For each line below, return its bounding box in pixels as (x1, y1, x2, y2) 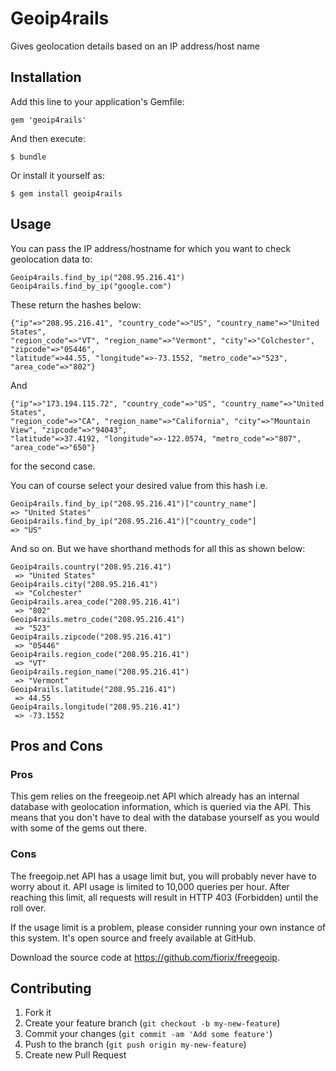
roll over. (10, 902, 47, 914)
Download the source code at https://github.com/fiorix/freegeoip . (10, 951, 280, 963)
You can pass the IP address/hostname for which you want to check (10, 242, 292, 254)
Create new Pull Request (24, 1049, 127, 1061)
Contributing (10, 980, 92, 997)
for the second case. (10, 460, 96, 472)
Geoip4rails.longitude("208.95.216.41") (10, 702, 182, 712)
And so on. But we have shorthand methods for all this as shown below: (10, 542, 306, 554)
